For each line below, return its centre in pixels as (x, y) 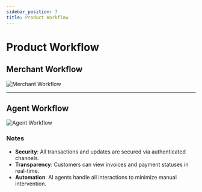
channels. (27, 158)
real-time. (27, 171)
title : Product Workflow (37, 17)
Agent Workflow (38, 108)
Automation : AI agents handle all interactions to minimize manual (96, 177)
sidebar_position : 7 (32, 12)
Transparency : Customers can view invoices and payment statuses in (102, 164)
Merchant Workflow (44, 70)
